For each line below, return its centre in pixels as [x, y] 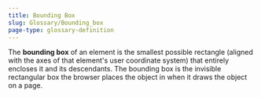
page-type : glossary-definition [61, 30]
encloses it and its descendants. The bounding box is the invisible [115, 69]
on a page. [26, 85]
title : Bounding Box [42, 15]
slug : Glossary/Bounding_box [56, 23]
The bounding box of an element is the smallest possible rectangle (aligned [131, 53]
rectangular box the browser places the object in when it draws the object [128, 77]
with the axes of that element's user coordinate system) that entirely [119, 60]
